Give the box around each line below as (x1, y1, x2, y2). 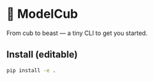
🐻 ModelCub (6, 6, 78, 22)
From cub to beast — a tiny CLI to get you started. (6, 29, 148, 37)
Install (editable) (6, 49, 78, 60)
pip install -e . (6, 67, 56, 74)
